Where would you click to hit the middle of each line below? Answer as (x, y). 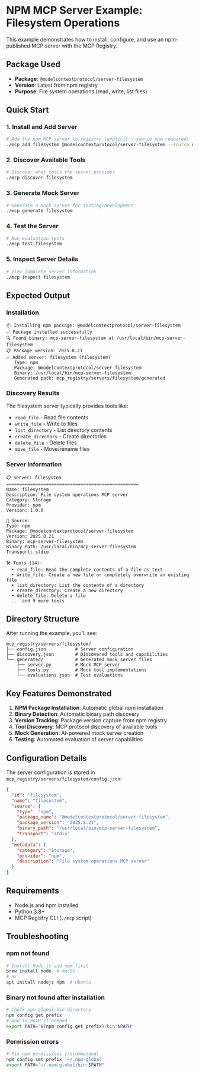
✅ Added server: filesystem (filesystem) (59, 358)
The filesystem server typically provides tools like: (67, 406)
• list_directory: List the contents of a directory (78, 585)
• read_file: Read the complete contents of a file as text (87, 570)
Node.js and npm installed (46, 905)
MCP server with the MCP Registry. (75, 46)
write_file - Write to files (46, 424)
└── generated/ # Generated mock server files (79, 660)
